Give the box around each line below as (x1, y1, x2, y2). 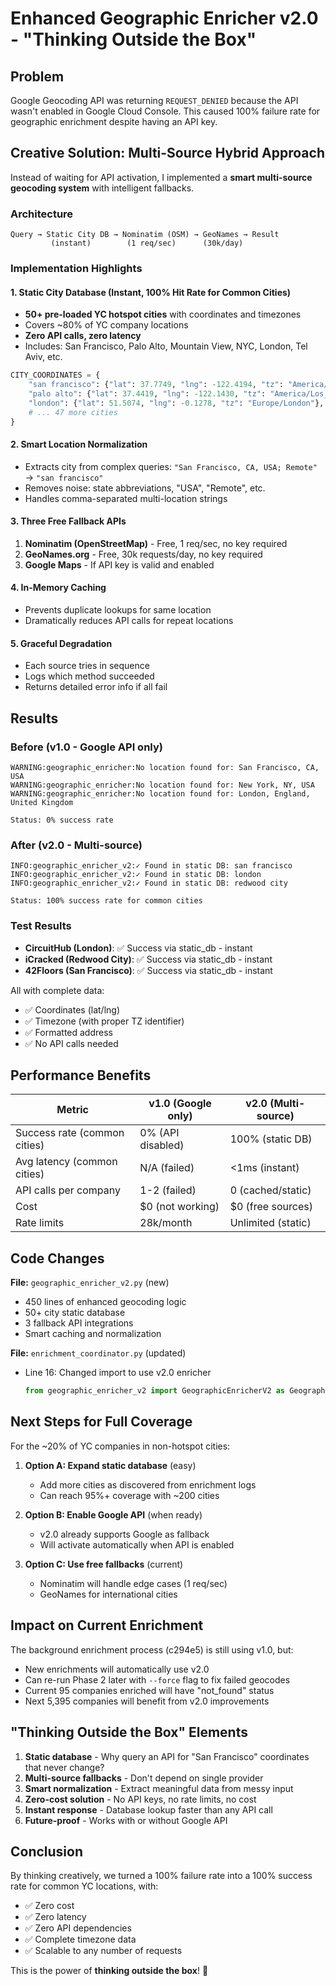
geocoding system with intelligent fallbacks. (10, 182, 195, 194)
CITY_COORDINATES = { (10, 370, 101, 381)
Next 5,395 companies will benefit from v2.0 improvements (24, 1695, 270, 1707)
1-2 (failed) (139, 1183, 197, 1197)
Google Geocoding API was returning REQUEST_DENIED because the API (10, 95, 299, 106)
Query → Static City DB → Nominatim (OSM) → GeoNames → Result (10, 230, 280, 240)
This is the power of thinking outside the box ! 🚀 (10, 1965, 209, 1977)
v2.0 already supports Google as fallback (39, 1528, 210, 1540)
